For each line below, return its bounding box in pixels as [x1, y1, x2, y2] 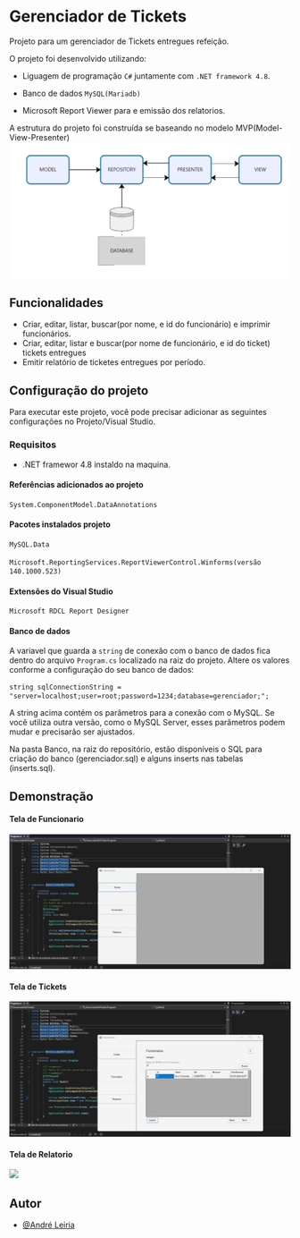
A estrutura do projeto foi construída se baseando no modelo [9, 123, 234, 133]
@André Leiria [21, 1219, 76, 1230]
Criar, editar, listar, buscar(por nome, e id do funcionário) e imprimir [21, 319, 271, 330]
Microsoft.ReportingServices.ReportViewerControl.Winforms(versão [9, 557, 262, 567]
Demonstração [9, 789, 94, 804]
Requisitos [9, 438, 56, 451]
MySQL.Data [9, 539, 50, 549]
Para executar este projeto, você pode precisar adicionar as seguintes [9, 407, 268, 418]
